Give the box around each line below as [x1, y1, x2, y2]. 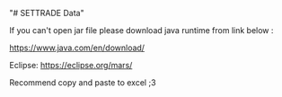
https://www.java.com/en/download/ [9, 42, 145, 53]
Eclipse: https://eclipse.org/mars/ [9, 60, 133, 70]
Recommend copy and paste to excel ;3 [9, 77, 156, 88]
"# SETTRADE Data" [9, 8, 84, 18]
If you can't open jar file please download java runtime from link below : [9, 25, 274, 35]
